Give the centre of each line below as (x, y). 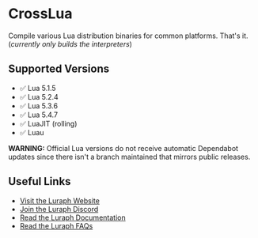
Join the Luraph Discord (59, 209)
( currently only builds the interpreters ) (70, 43)
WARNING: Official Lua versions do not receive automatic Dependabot (123, 148)
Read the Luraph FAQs (56, 225)
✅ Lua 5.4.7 (38, 115)
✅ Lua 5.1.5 (38, 88)
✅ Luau (32, 132)
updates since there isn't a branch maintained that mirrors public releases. (129, 157)
